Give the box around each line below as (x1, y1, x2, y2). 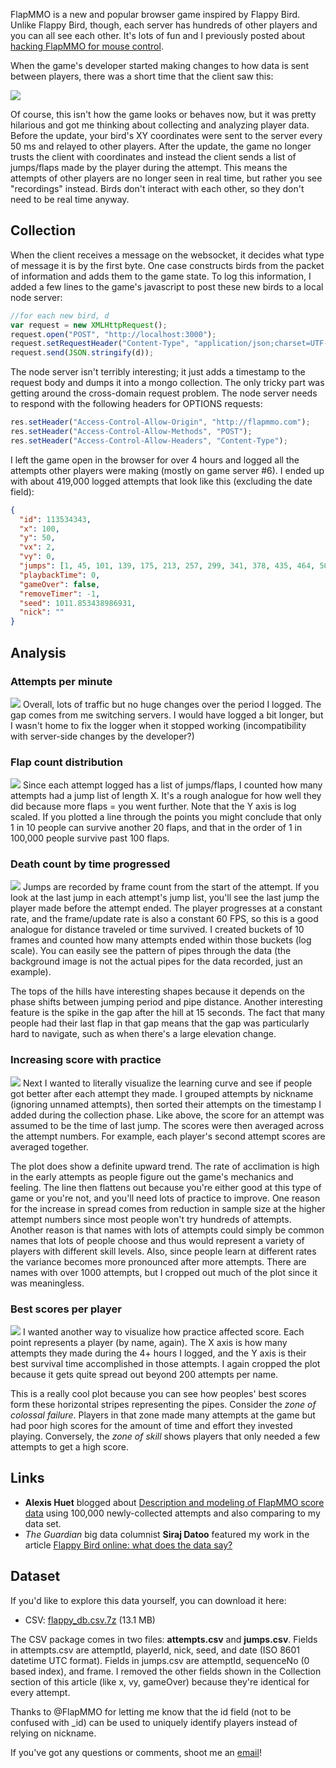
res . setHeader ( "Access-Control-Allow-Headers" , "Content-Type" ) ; (10, 435, 288, 446)
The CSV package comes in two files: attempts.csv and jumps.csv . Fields (10, 1633, 318, 1645)
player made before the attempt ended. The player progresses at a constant (10, 902, 323, 914)
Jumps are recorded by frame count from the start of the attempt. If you (22, 881, 320, 893)
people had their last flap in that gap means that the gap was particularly (10, 1017, 310, 1029)
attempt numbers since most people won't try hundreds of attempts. (10, 1213, 292, 1225)
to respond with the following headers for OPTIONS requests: (10, 398, 263, 410)
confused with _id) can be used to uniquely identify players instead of (10, 1716, 298, 1728)
